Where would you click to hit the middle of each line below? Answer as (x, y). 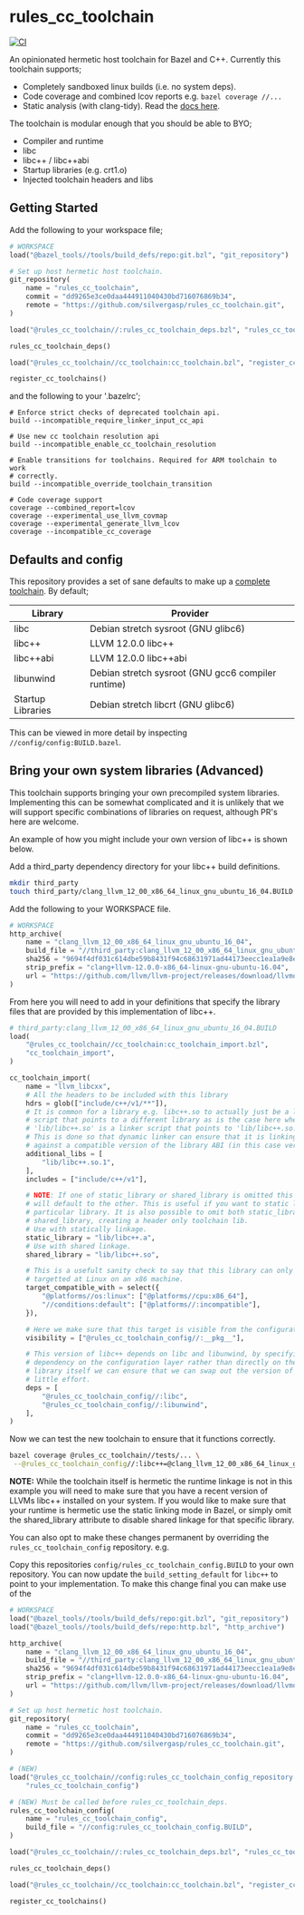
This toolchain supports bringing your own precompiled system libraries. (145, 792)
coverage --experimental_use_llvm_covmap (89, 516)
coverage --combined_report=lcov (72, 508)
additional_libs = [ (64, 1153)
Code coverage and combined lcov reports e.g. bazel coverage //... (152, 96)
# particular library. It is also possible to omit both (135, 1212)
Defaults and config (66, 559)
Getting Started (54, 208)
